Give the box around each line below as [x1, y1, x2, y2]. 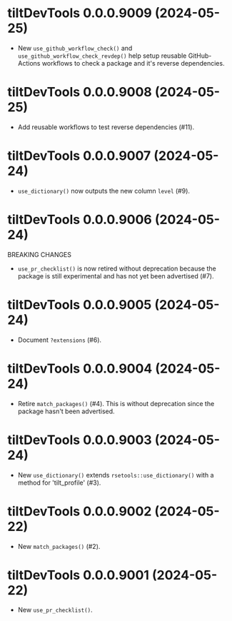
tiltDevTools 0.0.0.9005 [7, 296, 152, 313]
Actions [17, 59, 41, 67]
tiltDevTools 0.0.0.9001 [7, 567, 150, 583]
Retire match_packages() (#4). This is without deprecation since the [17, 399, 215, 408]
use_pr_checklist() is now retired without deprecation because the [17, 264, 216, 273]
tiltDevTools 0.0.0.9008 [7, 84, 152, 101]
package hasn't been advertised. [17, 407, 116, 415]
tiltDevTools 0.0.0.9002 [7, 503, 152, 519]
